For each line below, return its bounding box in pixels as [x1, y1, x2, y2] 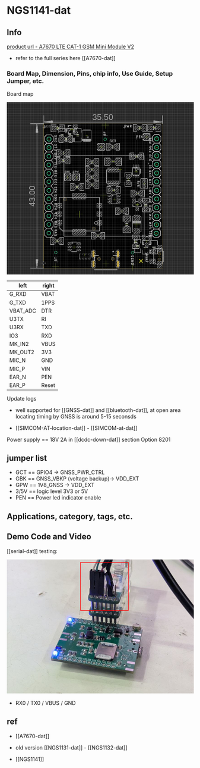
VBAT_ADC [9, 307, 36, 314]
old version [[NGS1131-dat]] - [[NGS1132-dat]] [15, 744, 128, 751]
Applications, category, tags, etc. [7, 511, 133, 522]
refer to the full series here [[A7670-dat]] [15, 55, 116, 61]
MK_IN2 [9, 340, 29, 347]
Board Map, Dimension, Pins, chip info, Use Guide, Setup [7, 69, 173, 77]
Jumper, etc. [7, 77, 44, 85]
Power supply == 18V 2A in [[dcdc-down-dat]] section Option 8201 [7, 436, 171, 443]
